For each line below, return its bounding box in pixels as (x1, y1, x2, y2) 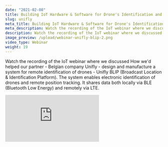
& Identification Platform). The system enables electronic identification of (5, 74, 156, 80)
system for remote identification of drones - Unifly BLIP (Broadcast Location (5, 68, 162, 75)
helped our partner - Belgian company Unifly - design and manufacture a (5, 63, 156, 69)
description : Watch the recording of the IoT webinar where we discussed (5, 30, 162, 35)
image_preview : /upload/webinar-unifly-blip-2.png (5, 35, 113, 40)
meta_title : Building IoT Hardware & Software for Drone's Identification (5, 21, 164, 26)
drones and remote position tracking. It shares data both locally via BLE (5, 79, 152, 85)
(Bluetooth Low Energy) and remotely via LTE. (5, 84, 99, 90)
